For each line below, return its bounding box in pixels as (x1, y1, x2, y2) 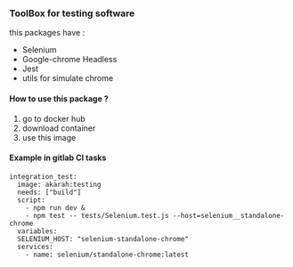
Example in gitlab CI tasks (9, 152, 107, 163)
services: (17, 242, 53, 251)
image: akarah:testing (17, 180, 102, 189)
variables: (17, 226, 58, 236)
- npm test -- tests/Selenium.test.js (25, 211, 169, 220)
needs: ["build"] (17, 188, 82, 197)
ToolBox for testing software (9, 7, 135, 20)
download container (21, 123, 96, 133)
